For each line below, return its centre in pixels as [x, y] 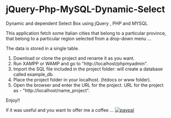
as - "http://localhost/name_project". [51, 90]
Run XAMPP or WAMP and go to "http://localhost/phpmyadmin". [80, 63]
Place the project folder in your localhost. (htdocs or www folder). [82, 80]
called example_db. [33, 74]
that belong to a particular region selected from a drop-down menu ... [79, 38]
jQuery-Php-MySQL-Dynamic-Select [85, 9]
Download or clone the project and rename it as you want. [74, 58]
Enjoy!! [13, 100]
